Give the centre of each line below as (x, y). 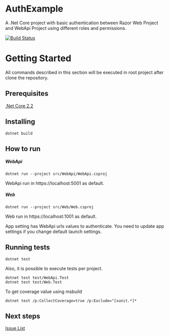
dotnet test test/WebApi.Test (37, 278)
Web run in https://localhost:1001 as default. (51, 216)
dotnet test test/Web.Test (34, 282)
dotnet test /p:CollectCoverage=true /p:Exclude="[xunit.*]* (71, 301)
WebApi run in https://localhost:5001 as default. (55, 183)
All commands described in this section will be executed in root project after (85, 72)
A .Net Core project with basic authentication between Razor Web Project (82, 23)
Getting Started (38, 58)
